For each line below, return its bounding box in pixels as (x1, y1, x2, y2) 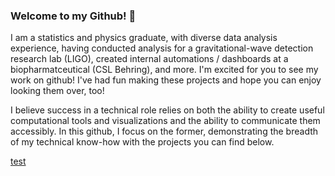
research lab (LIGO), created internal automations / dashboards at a (10, 53, 289, 65)
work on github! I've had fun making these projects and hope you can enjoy (10, 74, 322, 86)
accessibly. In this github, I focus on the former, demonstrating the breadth (10, 125, 319, 138)
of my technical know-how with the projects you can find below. (10, 136, 275, 148)
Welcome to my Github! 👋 (10, 9, 137, 23)
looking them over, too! (10, 85, 105, 97)
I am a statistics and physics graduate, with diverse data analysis (10, 32, 278, 44)
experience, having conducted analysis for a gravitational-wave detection (10, 42, 314, 54)
